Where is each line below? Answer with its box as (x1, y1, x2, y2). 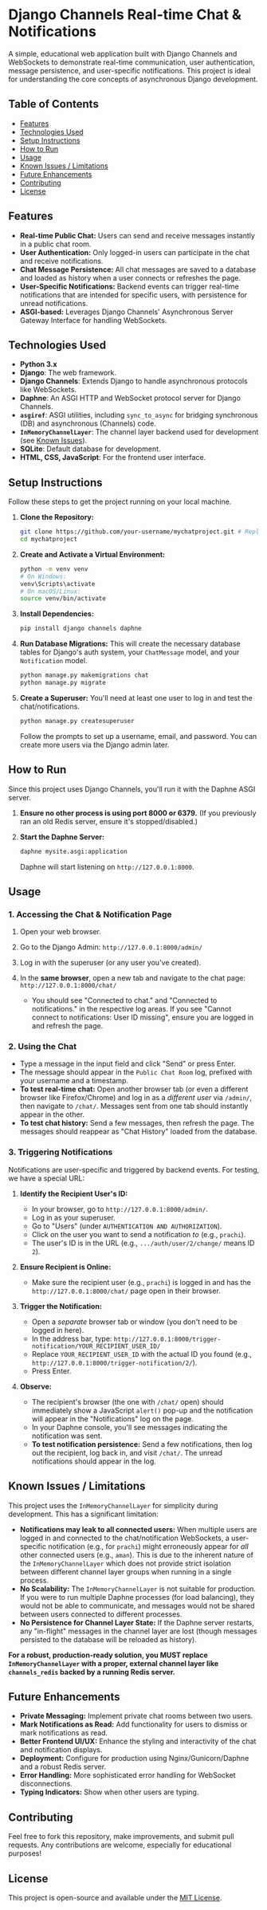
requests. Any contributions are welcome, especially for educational (8, 1840, 232, 1850)
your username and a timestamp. (19, 1076, 129, 1086)
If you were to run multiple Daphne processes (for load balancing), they (19, 1592, 255, 1601)
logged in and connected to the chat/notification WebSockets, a (19, 1533, 230, 1543)
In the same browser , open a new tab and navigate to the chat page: (19, 973, 245, 983)
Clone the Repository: (19, 513, 94, 522)
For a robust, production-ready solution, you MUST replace (8, 1650, 209, 1660)
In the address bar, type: (31, 1334, 112, 1343)
